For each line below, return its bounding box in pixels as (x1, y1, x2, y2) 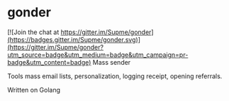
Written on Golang (7, 85, 61, 94)
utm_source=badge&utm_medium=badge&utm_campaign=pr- (7, 51, 189, 59)
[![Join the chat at (7, 28, 60, 36)
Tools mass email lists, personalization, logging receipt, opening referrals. (7, 72, 223, 80)
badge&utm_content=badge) (7, 58, 91, 66)
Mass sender (92, 58, 131, 66)
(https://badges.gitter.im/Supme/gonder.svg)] (7, 35, 140, 43)
